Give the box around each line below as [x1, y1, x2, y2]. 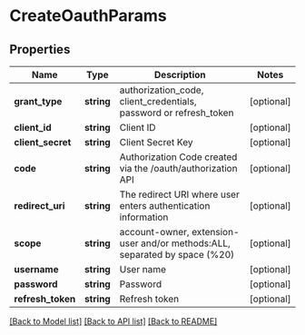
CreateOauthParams [9, 5, 167, 26]
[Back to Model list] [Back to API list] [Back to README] [9, 316, 218, 327]
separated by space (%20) [119, 249, 235, 261]
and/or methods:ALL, [140, 237, 231, 250]
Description [153, 69, 206, 81]
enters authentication [119, 200, 211, 212]
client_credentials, [119, 95, 197, 107]
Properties [9, 42, 71, 57]
